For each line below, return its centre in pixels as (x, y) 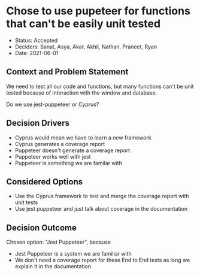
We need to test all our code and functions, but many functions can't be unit (100, 86)
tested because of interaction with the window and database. (82, 92)
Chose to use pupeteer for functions (98, 11)
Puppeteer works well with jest (53, 156)
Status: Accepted (36, 40)
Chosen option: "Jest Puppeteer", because (58, 242)
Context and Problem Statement (67, 72)
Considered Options (44, 182)
